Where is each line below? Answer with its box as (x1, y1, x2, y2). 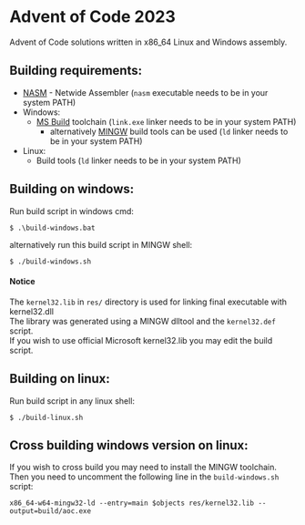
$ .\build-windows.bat (9, 223, 96, 232)
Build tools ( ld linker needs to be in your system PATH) (36, 155, 241, 166)
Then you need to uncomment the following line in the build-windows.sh (9, 471, 280, 482)
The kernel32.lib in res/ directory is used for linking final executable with (9, 296, 288, 307)
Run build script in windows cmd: (9, 205, 134, 216)
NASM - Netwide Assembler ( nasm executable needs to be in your (22, 87, 269, 98)
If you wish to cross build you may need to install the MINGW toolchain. (9, 462, 278, 473)
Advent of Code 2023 (9, 6, 176, 27)
